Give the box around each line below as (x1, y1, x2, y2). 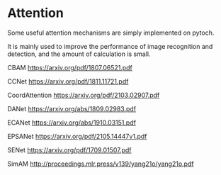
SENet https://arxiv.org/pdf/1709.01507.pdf (7, 145, 132, 154)
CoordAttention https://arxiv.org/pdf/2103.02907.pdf (7, 91, 160, 99)
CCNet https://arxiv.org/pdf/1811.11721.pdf (7, 77, 129, 86)
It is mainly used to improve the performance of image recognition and (7, 42, 213, 50)
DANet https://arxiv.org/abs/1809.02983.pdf (7, 104, 137, 113)
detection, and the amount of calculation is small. (7, 50, 151, 58)
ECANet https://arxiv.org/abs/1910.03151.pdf (7, 118, 137, 127)
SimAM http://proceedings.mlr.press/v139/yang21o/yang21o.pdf (7, 159, 194, 168)
